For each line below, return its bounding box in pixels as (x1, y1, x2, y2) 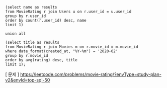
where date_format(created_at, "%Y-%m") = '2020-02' (5, 49, 118, 54)
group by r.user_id (5, 14, 46, 19)
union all (5, 31, 26, 36)
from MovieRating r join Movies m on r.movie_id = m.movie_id (5, 44, 138, 49)
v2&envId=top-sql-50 (5, 77, 50, 83)
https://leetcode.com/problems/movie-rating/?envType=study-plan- (20, 71, 162, 77)
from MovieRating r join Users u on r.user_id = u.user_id (5, 9, 132, 14)
